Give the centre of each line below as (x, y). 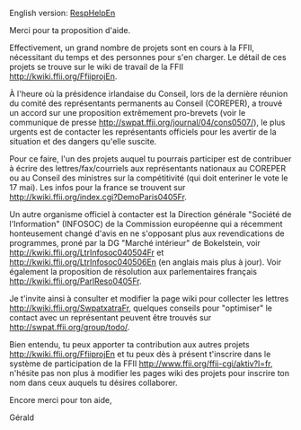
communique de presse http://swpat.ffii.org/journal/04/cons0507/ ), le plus (147, 122)
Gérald (22, 417)
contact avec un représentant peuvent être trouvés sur (111, 317)
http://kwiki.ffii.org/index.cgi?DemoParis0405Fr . (98, 197)
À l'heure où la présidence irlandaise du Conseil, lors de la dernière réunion (149, 94)
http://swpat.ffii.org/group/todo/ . (70, 327)
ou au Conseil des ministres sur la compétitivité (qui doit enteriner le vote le (149, 178)
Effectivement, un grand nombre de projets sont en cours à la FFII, (132, 48)
